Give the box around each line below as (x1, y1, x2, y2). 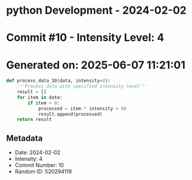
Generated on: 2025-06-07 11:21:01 (6, 58, 186, 72)
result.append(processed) (38, 111, 103, 117)
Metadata (6, 133, 43, 143)
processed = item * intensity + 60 (38, 105, 127, 111)
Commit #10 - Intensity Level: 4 (6, 31, 165, 45)
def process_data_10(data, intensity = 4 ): (6, 78, 111, 84)
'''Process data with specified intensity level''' (17, 83, 148, 89)
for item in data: (17, 94, 63, 100)
